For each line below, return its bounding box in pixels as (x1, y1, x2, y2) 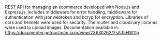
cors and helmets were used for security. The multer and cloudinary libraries (5, 19, 158, 25)
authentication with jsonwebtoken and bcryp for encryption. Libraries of (5, 14, 148, 20)
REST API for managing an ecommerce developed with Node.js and (5, 4, 139, 10)
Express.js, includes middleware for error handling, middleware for (5, 9, 138, 15)
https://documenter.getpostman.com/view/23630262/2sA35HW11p (5, 30, 139, 35)
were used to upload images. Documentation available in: (5, 25, 119, 30)
